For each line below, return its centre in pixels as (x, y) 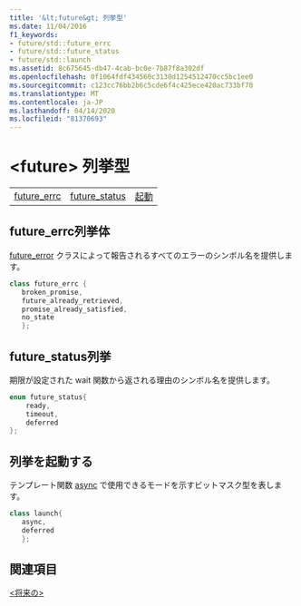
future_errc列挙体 (60, 232)
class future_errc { (49, 283)
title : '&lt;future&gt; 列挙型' (68, 18)
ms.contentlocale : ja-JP (56, 102)
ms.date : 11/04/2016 (49, 26)
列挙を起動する (51, 461)
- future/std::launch (50, 60)
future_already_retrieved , (73, 300)
